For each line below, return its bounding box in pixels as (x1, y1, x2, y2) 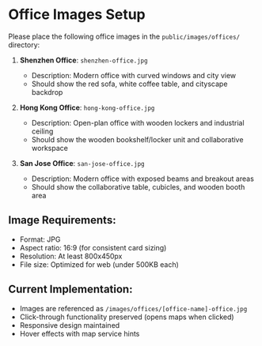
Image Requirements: (8, 213, 116, 227)
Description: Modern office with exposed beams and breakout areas (31, 174, 255, 183)
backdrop (31, 87, 63, 96)
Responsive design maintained (19, 320, 120, 329)
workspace (31, 143, 69, 152)
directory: (8, 39, 40, 49)
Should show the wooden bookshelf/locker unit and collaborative (31, 134, 244, 144)
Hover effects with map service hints (19, 329, 140, 338)
